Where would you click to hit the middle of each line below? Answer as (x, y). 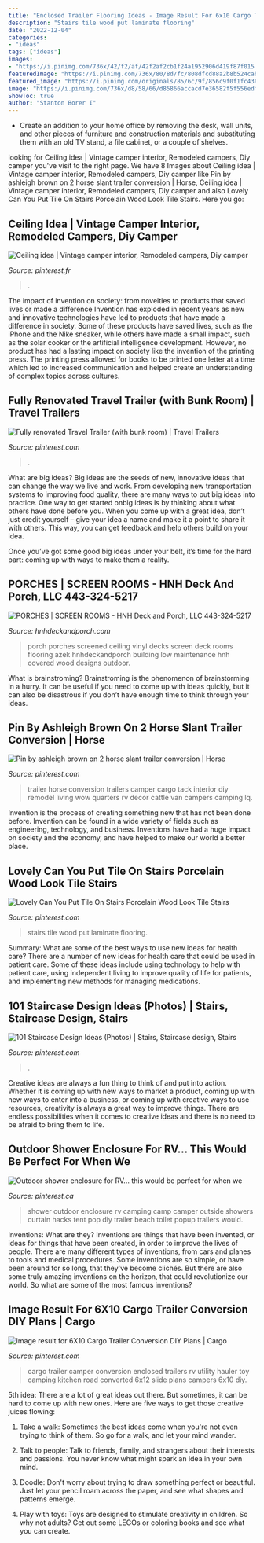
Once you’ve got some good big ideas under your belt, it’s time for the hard (130, 551)
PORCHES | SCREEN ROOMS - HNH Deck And (121, 584)
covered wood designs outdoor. (79, 663)
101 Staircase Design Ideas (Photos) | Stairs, (118, 1006)
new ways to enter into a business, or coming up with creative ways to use (129, 1100)
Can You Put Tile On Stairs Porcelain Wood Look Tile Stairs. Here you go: (126, 199)
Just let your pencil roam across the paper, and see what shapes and (131, 1490)
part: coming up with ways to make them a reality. (89, 560)
